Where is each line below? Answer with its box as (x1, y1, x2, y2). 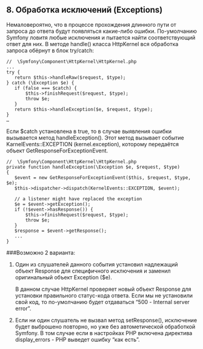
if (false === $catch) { (14, 85, 78, 91)
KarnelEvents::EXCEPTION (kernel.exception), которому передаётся (6, 140, 179, 147)
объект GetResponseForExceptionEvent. (6, 147, 108, 154)
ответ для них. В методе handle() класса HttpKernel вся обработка (6, 40, 179, 47)
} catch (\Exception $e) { (6, 80, 75, 86)
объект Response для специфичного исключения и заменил (15, 267, 171, 274)
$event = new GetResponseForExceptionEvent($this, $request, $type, (14, 174, 191, 181)
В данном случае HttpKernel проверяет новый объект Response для (15, 285, 191, 293)
